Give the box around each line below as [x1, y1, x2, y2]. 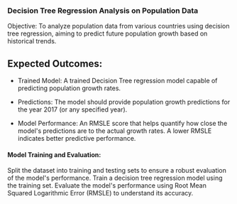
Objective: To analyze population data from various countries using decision [7, 22, 230, 31]
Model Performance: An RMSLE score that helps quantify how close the [17, 119, 228, 128]
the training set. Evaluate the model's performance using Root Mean [7, 181, 207, 190]
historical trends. [7, 37, 57, 45]
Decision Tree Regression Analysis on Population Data [7, 6, 199, 16]
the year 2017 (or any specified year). [17, 105, 128, 114]
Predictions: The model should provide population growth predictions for [17, 98, 231, 107]
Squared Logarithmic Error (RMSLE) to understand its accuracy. [7, 189, 194, 198]
